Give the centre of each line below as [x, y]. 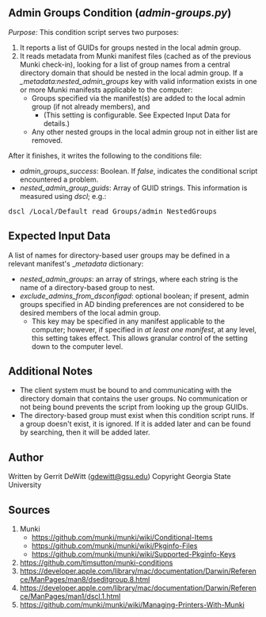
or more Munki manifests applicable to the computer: [106, 90]
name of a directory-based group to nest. [87, 287]
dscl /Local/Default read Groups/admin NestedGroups [113, 211]
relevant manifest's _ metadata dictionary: [76, 263]
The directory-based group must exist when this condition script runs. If [137, 416]
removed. [47, 140]
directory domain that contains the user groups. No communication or [133, 399]
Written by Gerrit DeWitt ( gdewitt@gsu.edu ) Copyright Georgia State [120, 477]
